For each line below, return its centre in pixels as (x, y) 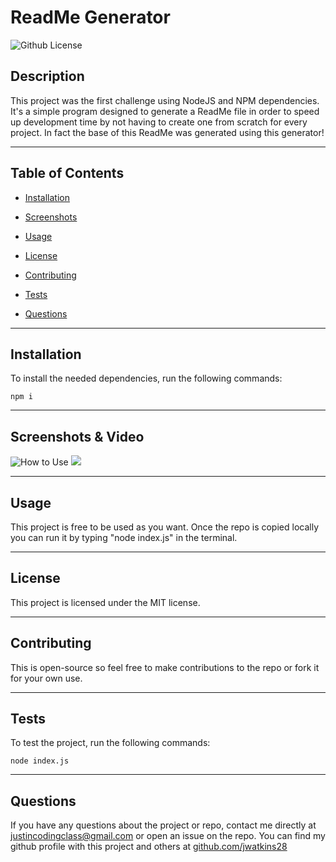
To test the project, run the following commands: (110, 743)
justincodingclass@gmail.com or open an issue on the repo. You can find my (168, 836)
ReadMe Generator (90, 17)
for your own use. (46, 678)
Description (47, 76)
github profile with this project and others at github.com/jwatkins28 (149, 847)
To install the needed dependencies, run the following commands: (146, 378)
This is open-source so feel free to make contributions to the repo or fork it (165, 667)
